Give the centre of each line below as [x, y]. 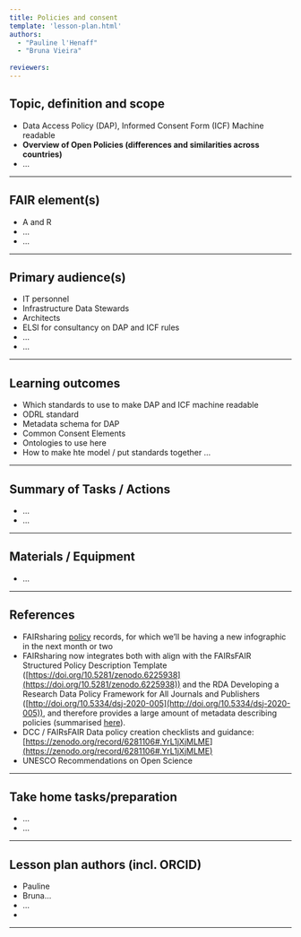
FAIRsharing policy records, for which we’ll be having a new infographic [154, 637]
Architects [41, 318]
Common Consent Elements [74, 434]
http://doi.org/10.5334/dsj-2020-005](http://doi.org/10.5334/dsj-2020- [159, 703]
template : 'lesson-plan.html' [66, 26]
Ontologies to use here [64, 443]
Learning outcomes [65, 383]
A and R [37, 221]
